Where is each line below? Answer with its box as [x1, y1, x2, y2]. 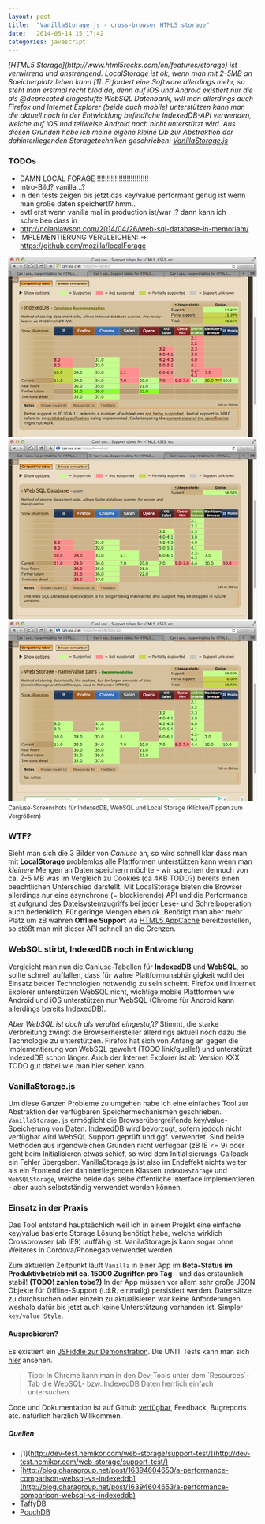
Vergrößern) [8, 813, 42, 820]
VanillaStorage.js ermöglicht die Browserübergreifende [8, 1116, 192, 1124]
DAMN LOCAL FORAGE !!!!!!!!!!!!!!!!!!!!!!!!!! [19, 174, 149, 183]
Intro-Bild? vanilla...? [19, 182, 85, 191]
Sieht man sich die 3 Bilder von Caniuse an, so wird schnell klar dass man [8, 849, 248, 858]
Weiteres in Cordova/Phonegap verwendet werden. [8, 1245, 175, 1255]
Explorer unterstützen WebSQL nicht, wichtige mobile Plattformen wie [8, 987, 235, 997]
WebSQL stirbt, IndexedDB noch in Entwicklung [8, 944, 195, 955]
